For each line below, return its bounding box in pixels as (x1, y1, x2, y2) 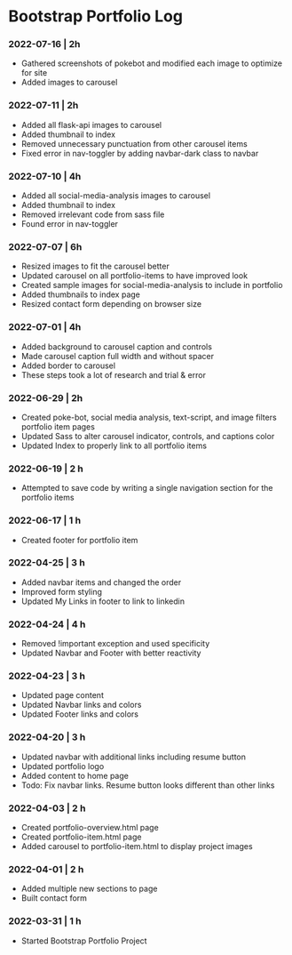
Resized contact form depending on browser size (20, 299, 201, 309)
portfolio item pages (20, 421, 95, 432)
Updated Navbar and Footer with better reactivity (20, 647, 201, 659)
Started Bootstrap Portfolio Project (20, 935, 147, 946)
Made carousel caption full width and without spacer (20, 350, 215, 361)
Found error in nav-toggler (20, 219, 119, 229)
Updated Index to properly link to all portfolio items (20, 440, 208, 451)
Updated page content (20, 690, 104, 701)
